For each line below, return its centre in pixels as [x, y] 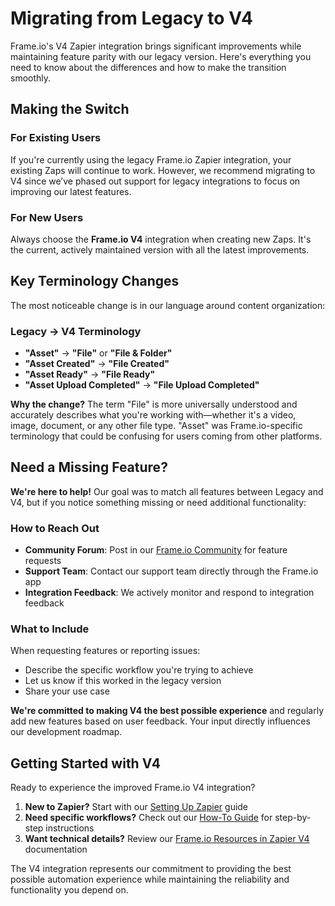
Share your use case [67, 691]
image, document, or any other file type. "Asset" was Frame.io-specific [156, 426]
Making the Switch [70, 109]
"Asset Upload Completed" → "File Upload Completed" [142, 385]
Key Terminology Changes [95, 281]
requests [43, 561]
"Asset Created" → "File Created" [97, 364]
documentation [56, 849]
